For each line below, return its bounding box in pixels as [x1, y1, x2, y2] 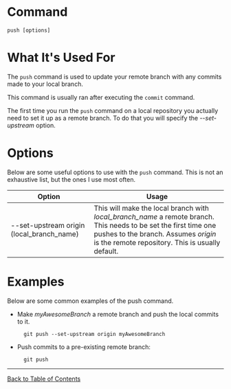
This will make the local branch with [93, 203, 210, 213]
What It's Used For [7, 50, 115, 65]
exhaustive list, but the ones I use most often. [7, 175, 136, 183]
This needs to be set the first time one [93, 220, 217, 230]
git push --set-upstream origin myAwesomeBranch [23, 330, 166, 337]
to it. [16, 317, 30, 326]
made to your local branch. [7, 80, 84, 88]
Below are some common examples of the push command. [7, 297, 174, 305]
